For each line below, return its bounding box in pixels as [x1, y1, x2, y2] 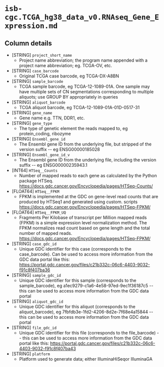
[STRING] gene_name [11, 110, 53, 115]
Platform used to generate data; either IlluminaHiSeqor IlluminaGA [19, 356, 153, 362]
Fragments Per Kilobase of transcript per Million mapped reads [19, 215, 147, 220]
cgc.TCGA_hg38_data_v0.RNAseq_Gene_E [4, 13, 160, 22]
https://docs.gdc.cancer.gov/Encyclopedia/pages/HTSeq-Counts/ [19, 183, 153, 189]
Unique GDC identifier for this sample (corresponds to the [19, 278, 136, 283]
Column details [4, 39, 52, 47]
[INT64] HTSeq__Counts [11, 167, 58, 173]
